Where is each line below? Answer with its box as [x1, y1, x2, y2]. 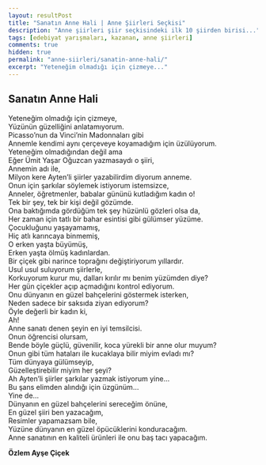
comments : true [8, 41, 59, 49]
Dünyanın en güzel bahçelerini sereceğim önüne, [8, 399, 168, 408]
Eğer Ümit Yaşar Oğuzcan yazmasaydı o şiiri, [8, 155, 154, 164]
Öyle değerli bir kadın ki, [8, 306, 88, 316]
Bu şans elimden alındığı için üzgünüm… [8, 382, 139, 391]
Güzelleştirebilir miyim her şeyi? [8, 365, 112, 375]
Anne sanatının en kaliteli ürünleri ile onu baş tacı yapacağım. [8, 433, 207, 442]
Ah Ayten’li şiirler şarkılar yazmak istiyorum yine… [8, 373, 170, 384]
